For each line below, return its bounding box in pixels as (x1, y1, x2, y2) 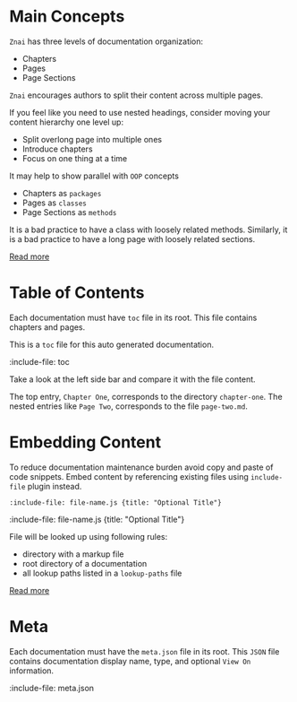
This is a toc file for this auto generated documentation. (9, 339, 215, 350)
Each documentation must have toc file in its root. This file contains (9, 312, 258, 323)
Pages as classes (21, 197, 87, 208)
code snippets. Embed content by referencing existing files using (9, 471, 249, 481)
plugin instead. (27, 481, 82, 491)
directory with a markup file (21, 549, 124, 559)
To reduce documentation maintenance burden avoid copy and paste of (9, 462, 274, 472)
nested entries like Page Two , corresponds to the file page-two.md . (9, 401, 248, 412)
